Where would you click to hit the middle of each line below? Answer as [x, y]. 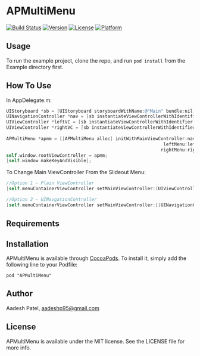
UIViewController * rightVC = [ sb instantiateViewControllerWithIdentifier [101, 128]
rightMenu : [174, 150]
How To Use [29, 86]
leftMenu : [175, 144]
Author [19, 294]
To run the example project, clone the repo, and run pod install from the [96, 60]
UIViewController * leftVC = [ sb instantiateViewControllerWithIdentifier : [101, 122]
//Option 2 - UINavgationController [51, 200]
